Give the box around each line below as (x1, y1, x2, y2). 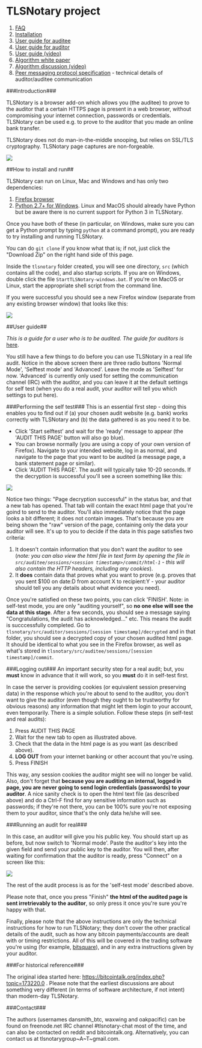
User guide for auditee (14, 37, 71, 44)
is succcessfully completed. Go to (6, 621, 90, 628)
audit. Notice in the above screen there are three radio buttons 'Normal (6, 359, 182, 366)
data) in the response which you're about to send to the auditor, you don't (6, 689, 189, 697)
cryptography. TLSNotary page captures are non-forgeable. (6, 142, 155, 150)
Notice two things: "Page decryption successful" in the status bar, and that (6, 495, 192, 502)
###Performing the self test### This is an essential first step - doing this (6, 403, 187, 410)
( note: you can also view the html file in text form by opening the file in (14, 552, 190, 559)
